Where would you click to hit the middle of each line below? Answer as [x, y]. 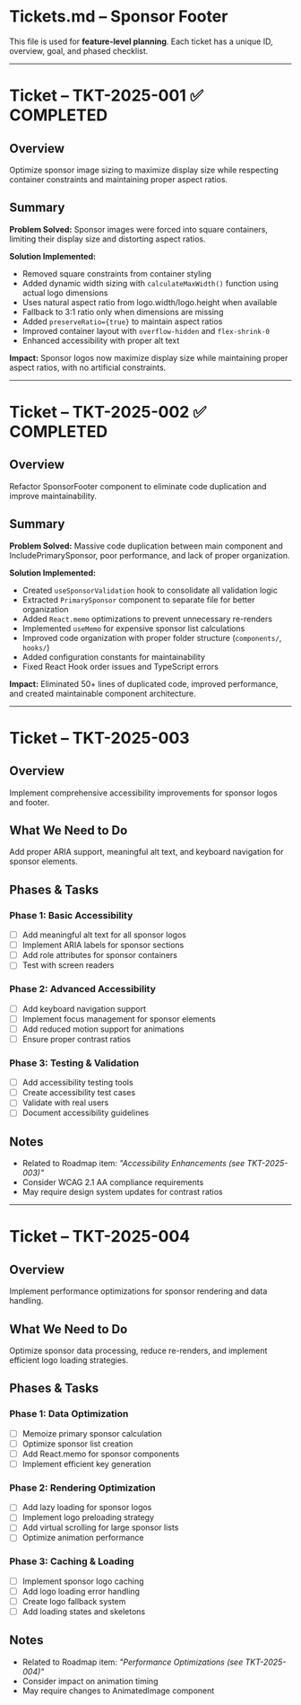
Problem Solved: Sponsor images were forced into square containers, [139, 229]
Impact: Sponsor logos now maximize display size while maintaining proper [149, 357]
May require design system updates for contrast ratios [123, 1192]
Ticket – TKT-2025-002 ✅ [108, 412]
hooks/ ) [36, 647]
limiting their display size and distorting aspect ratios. [107, 239]
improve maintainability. [53, 496]
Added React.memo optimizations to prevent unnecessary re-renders [147, 619]
